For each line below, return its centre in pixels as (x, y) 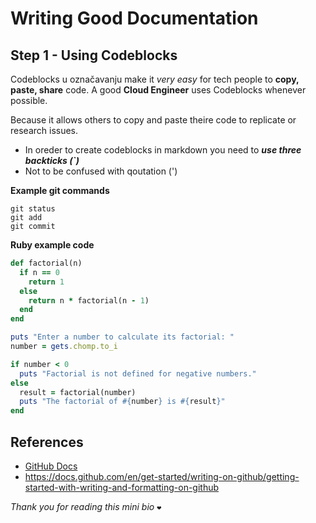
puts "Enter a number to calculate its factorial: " (122, 337)
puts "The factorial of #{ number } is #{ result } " (122, 402)
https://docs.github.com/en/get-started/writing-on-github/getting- (162, 476)
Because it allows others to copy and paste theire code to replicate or (153, 120)
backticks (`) (52, 160)
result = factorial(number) (78, 392)
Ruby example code (52, 245)
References (47, 442)
